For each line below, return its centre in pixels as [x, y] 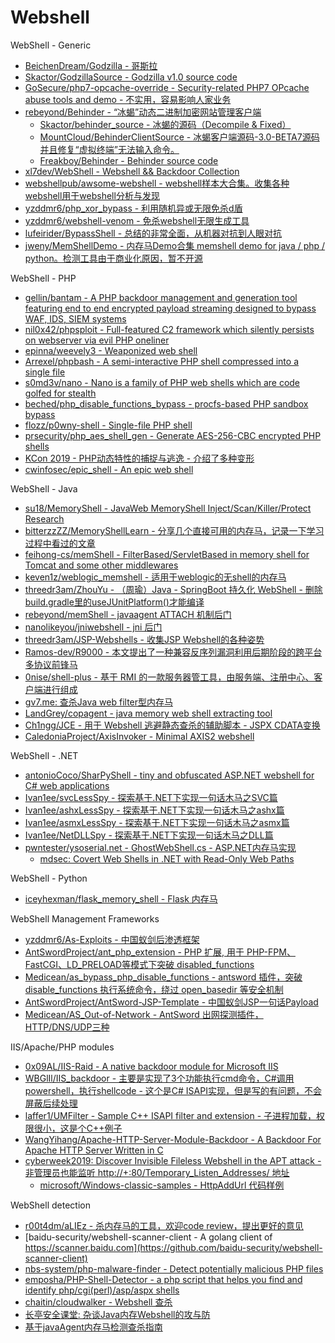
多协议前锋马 [51, 664]
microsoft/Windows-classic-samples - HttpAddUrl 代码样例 [162, 1185]
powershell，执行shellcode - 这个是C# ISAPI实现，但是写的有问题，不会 [173, 1090]
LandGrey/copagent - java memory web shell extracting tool [148, 713]
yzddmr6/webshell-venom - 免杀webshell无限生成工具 [137, 220]
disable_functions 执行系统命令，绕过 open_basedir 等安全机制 [154, 989]
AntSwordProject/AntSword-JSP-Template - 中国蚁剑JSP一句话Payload [171, 1002]
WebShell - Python [49, 878]
